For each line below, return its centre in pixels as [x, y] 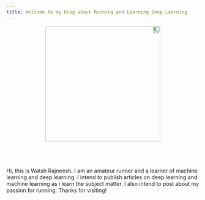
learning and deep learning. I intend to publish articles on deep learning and [102, 177]
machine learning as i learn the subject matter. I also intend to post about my [103, 183]
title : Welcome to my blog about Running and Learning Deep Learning [97, 12]
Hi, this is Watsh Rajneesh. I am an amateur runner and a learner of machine [102, 171]
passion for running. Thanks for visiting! [57, 190]
